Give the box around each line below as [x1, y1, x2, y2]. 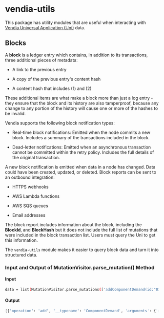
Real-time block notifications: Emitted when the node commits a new [12, 129, 150, 135]
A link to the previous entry [12, 66, 67, 72]
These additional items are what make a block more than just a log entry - [5, 95, 153, 101]
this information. [5, 237, 38, 243]
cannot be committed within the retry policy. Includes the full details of [12, 149, 154, 155]
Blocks [5, 39, 26, 47]
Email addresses [12, 212, 45, 218]
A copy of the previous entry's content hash [12, 76, 101, 82]
